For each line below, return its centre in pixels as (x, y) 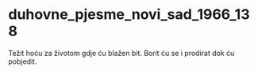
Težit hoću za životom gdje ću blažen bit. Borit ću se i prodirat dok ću (121, 53)
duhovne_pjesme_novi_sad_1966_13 (129, 15)
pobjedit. (23, 61)
